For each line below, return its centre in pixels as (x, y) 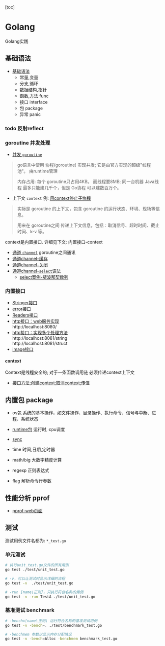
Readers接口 (25, 315)
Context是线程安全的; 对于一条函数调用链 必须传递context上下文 (70, 372)
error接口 (22, 309)
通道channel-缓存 (30, 258)
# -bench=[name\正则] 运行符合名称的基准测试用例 (51, 621)
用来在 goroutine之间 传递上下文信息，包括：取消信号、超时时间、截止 (88, 225)
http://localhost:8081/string (40, 338)
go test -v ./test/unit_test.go (39, 583)
